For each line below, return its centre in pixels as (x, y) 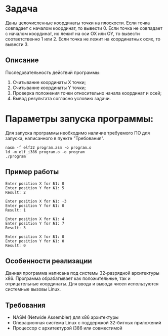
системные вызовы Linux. (33, 289)
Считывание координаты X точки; (49, 82)
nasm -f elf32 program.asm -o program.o (49, 147)
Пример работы (32, 172)
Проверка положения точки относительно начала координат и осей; (87, 93)
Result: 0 (16, 245)
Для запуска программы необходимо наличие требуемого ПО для (78, 133)
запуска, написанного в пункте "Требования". (55, 138)
